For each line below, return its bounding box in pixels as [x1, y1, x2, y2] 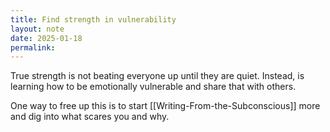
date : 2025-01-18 [10, 33, 83, 43]
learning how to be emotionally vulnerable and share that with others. [10, 81, 297, 93]
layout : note [10, 24, 65, 34]
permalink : [10, 42, 56, 53]
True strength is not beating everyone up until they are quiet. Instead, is [10, 70, 305, 82]
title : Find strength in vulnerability [10, 14, 177, 25]
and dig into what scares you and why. [10, 111, 170, 123]
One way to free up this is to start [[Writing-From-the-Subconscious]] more [10, 100, 321, 112]
